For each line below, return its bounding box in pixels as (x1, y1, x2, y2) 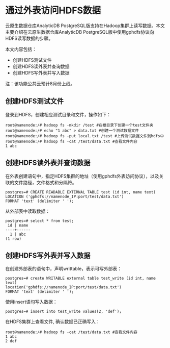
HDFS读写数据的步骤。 (5, 35, 53, 41)
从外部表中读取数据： (5, 208, 50, 214)
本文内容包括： (5, 46, 37, 52)
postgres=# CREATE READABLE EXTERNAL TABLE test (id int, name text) (5, 189, 156, 194)
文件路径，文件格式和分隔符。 (14, 179, 77, 185)
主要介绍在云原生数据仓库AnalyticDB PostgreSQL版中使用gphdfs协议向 (5, 29, 154, 35)
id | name (7, 222, 29, 228)
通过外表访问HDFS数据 (5, 5, 101, 16)
